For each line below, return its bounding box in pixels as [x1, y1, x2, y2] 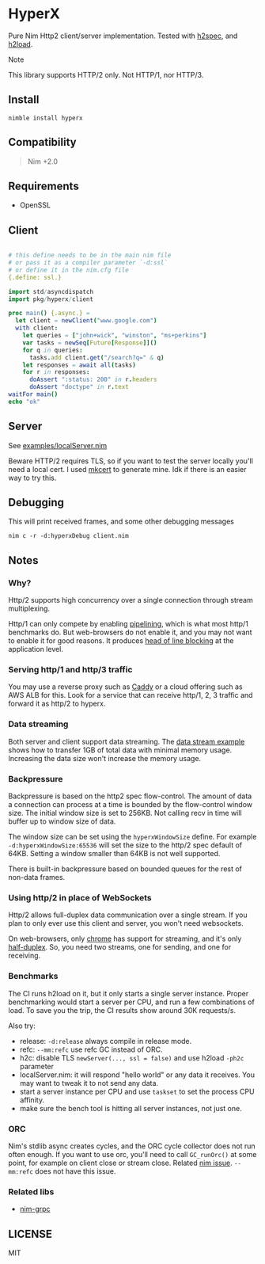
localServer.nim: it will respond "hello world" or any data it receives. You [19, 1070, 256, 1079]
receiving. [8, 951, 41, 961]
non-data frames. [8, 873, 66, 882]
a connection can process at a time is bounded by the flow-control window [8, 800, 253, 809]
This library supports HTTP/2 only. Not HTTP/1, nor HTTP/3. [8, 70, 204, 79]
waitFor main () [8, 390, 59, 398]
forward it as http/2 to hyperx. [8, 699, 106, 709]
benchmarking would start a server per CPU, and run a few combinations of [8, 997, 255, 1007]
